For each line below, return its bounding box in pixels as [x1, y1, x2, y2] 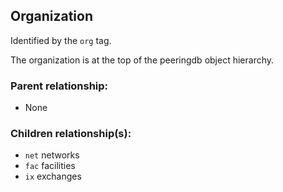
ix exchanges [24, 170, 82, 183]
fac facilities [24, 160, 76, 172]
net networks [24, 149, 80, 161]
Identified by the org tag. [10, 34, 112, 46]
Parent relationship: [10, 79, 109, 93]
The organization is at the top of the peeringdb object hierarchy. [10, 54, 275, 66]
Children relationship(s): [10, 127, 132, 141]
